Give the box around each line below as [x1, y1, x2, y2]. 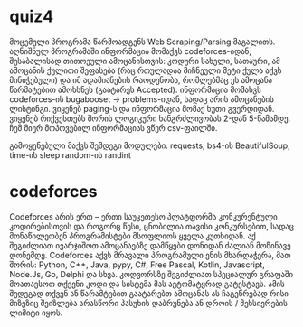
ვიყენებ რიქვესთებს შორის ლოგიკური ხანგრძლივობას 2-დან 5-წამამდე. [9, 113, 291, 124]
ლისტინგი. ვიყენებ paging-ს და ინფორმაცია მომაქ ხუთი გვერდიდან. [9, 103, 275, 114]
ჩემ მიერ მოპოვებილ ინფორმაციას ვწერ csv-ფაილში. [9, 122, 218, 133]
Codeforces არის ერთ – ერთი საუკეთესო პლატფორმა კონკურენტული [9, 210, 278, 222]
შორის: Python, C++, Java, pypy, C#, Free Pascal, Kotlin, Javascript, [9, 259, 265, 270]
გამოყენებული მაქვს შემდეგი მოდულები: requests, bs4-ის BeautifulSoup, [9, 140, 291, 151]
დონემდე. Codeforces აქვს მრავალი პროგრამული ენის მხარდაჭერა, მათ [9, 249, 291, 260]
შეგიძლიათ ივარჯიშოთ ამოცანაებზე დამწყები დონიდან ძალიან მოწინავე [9, 239, 291, 250]
